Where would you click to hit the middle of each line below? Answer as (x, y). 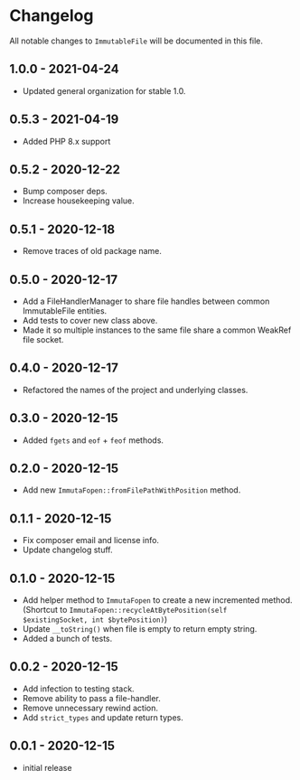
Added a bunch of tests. (67, 639)
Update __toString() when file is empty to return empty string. (140, 629)
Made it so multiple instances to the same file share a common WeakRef (157, 330)
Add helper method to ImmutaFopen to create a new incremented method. (157, 600)
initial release (47, 767)
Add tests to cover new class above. (90, 320)
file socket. (43, 339)
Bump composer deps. (65, 192)
